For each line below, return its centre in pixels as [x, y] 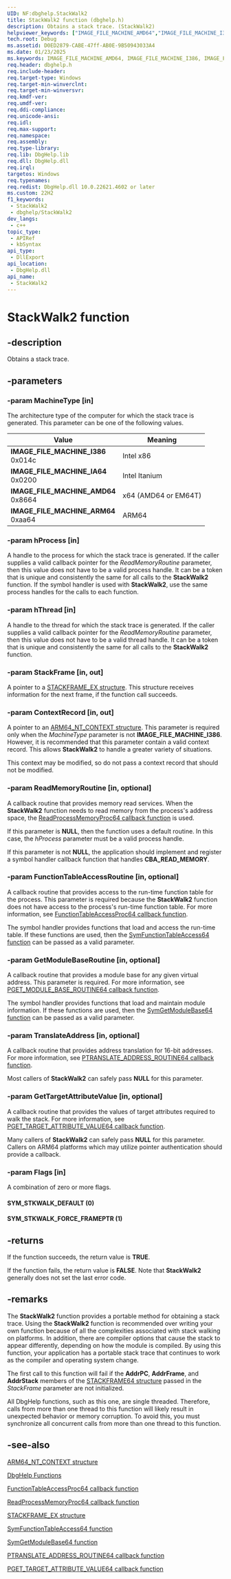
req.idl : [20, 122]
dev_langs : [23, 219]
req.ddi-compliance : [37, 110]
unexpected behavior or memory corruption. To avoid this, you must [104, 1416]
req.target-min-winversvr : [46, 90]
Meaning [162, 440]
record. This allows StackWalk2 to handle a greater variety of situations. [110, 749]
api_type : [21, 251]
